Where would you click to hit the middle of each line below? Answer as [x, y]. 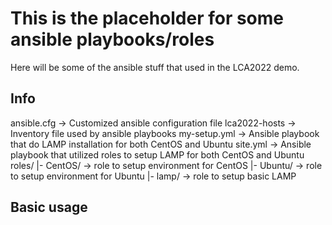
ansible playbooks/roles [112, 39]
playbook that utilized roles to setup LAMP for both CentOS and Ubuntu [157, 154]
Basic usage [49, 207]
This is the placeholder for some [147, 18]
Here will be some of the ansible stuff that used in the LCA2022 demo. [155, 67]
